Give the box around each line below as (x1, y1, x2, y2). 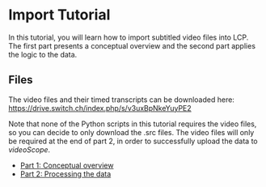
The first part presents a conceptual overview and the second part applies (8, 40, 256, 50)
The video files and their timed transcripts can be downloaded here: (8, 95, 234, 104)
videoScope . (8, 144, 51, 155)
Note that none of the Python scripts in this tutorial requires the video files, (8, 119, 257, 129)
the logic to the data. (8, 49, 78, 59)
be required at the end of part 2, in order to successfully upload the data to (8, 136, 258, 146)
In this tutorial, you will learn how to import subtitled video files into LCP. (8, 32, 249, 42)
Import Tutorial (8, 6, 111, 24)
